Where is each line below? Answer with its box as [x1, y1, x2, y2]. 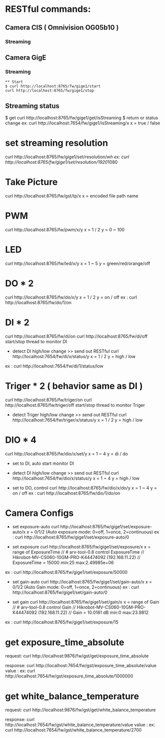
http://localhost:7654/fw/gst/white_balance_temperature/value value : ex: [5, 722, 155, 728]
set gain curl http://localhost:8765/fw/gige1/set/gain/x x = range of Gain [12, 599, 160, 605]
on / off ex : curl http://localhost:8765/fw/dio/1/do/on [12, 490, 120, 496]
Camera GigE [5, 53, 47, 61]
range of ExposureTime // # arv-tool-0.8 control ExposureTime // [12, 549, 145, 555]
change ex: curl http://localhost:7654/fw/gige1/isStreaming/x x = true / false [5, 120, 160, 126]
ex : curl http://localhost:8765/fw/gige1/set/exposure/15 [5, 619, 119, 625]
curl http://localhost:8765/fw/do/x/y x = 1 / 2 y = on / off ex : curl [5, 294, 137, 300]
